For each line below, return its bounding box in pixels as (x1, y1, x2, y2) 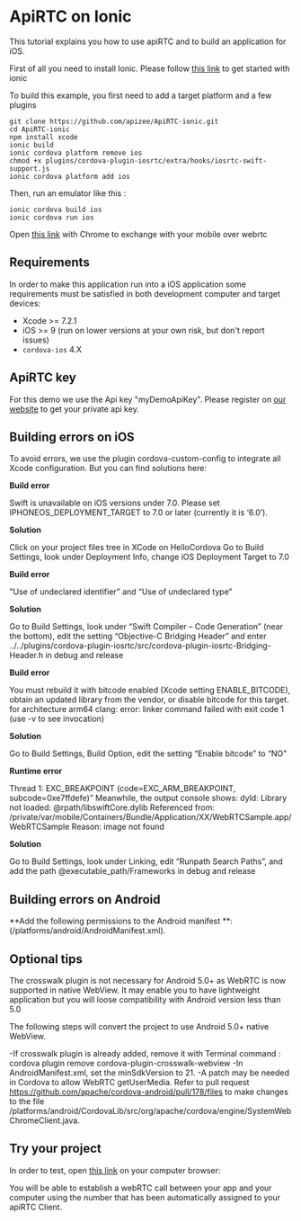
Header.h (9, 650, 44, 661)
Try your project (9, 1141, 102, 1156)
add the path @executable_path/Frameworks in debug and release (9, 866, 256, 877)
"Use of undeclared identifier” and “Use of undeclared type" (9, 586, 234, 597)
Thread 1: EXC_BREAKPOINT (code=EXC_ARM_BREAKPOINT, (9, 783, 236, 794)
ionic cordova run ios (9, 213, 94, 222)
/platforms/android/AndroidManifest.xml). (12, 925, 166, 936)
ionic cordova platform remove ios (9, 148, 143, 157)
